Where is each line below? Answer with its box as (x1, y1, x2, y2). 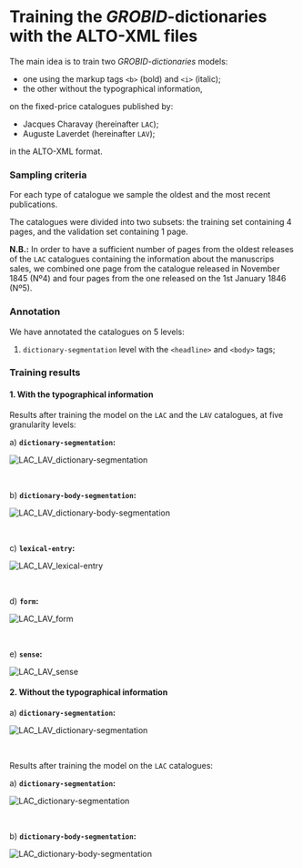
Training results (9, 366, 81, 379)
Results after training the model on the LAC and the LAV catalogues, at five (9, 409, 284, 420)
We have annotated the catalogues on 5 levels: (9, 326, 185, 337)
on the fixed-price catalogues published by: (9, 100, 174, 111)
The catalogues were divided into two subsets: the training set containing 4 (9, 217, 293, 228)
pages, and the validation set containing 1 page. (9, 226, 188, 238)
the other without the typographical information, (22, 83, 203, 94)
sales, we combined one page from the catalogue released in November (9, 263, 280, 274)
